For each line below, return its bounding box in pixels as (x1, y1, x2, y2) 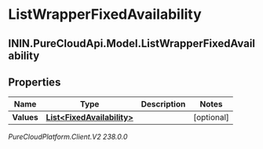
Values (12, 112, 39, 123)
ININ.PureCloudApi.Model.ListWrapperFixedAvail (8, 37, 256, 50)
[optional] (193, 112, 230, 123)
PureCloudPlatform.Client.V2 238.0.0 (8, 132, 128, 142)
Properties (8, 75, 61, 89)
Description (141, 99, 186, 110)
